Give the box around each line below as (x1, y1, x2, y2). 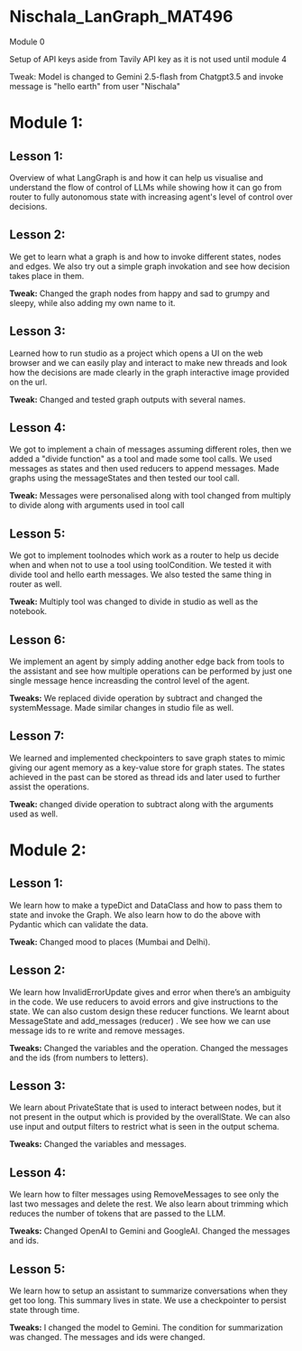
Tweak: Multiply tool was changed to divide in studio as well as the (9, 596, 259, 607)
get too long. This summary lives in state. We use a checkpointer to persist (9, 1295, 287, 1306)
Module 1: (9, 113, 84, 133)
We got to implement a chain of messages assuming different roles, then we (9, 444, 292, 455)
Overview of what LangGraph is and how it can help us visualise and (9, 172, 264, 182)
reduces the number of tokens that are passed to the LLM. (9, 1208, 226, 1219)
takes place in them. (9, 270, 85, 281)
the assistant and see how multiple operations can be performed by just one (9, 666, 293, 676)
